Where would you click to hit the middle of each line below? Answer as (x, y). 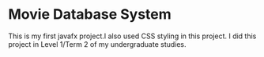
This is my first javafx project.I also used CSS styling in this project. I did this (132, 36)
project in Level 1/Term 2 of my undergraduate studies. (98, 44)
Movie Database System (90, 14)
